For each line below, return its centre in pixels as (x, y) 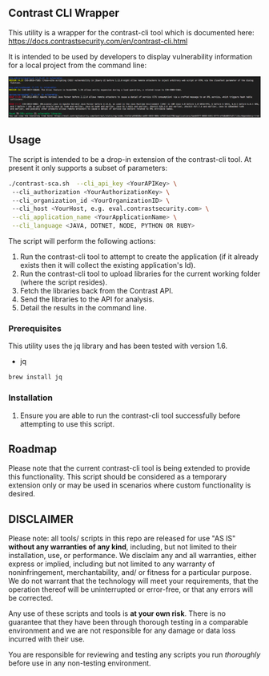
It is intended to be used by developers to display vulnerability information (130, 56)
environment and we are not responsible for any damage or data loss (122, 631)
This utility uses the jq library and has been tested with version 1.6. (118, 346)
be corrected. (31, 598)
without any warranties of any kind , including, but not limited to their (123, 547)
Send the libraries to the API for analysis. (87, 299)
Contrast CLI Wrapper (64, 13)
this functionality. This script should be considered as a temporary (118, 477)
